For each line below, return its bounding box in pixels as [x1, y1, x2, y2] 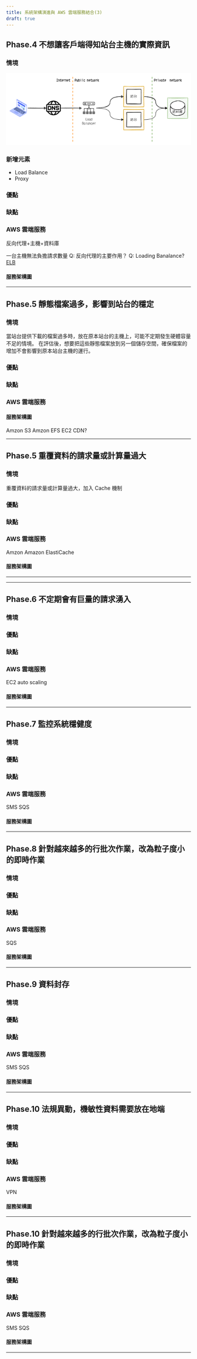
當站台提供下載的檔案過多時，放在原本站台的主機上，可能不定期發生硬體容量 [6, 332, 191, 340]
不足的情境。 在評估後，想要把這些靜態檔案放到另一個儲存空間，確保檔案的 [6, 340, 188, 347]
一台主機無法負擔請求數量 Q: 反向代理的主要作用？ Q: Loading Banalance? [6, 253, 185, 260]
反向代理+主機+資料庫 [6, 240, 60, 247]
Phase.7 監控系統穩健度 [6, 719, 92, 729]
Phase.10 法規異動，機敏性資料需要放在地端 [6, 1104, 165, 1114]
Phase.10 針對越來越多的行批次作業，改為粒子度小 [6, 1229, 188, 1239]
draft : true [6, 15, 35, 22]
